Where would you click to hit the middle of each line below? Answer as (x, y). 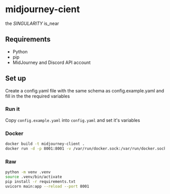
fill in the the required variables (37, 96)
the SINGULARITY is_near (32, 23)
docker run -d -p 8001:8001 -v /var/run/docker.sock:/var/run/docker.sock (86, 149)
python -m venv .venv (28, 172)
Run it (13, 109)
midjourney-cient (42, 9)
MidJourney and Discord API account (52, 62)
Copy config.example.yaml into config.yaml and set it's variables (73, 120)
